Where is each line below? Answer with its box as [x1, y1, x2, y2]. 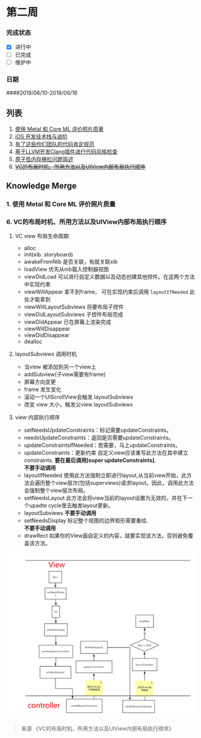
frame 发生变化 [23, 386, 62, 393]
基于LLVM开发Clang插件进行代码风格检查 [14, 148, 118, 155]
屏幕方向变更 [23, 378, 56, 386]
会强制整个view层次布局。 [23, 487, 89, 494]
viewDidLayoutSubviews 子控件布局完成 [23, 311, 123, 318]
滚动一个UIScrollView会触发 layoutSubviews [23, 393, 134, 401]
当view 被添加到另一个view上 [23, 363, 96, 371]
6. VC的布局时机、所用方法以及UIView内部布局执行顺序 [6, 218, 167, 226]
